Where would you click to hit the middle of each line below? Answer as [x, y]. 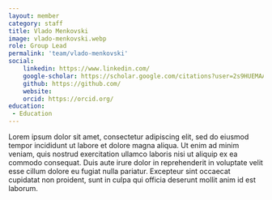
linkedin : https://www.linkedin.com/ [87, 69]
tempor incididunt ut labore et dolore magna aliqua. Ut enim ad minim [124, 145]
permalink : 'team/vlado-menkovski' [68, 53]
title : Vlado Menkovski [49, 31]
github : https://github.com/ [72, 83]
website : [38, 91]
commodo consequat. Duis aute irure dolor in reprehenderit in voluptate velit [136, 162]
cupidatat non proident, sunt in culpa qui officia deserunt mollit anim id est [132, 180]
